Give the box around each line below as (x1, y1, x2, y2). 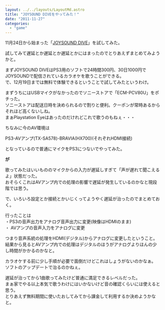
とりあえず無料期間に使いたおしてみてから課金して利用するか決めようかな (5, 293, 156, 299)
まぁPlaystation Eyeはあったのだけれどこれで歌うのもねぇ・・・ (5, 115, 135, 120)
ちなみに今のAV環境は (5, 125, 50, 131)
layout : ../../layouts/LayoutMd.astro (5, 7, 85, 12)
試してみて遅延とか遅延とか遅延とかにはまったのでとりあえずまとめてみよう (5, 50, 161, 56)
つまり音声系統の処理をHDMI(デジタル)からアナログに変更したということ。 (5, 235, 158, 241)
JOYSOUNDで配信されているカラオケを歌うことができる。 (5, 73, 124, 79)
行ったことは (5, 213, 31, 219)
